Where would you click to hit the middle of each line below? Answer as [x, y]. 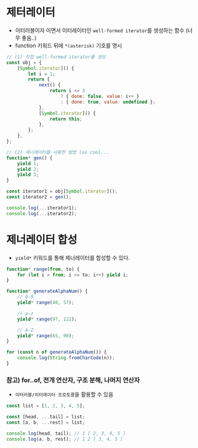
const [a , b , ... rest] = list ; [46, 422]
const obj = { [24, 62]
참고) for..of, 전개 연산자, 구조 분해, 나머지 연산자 [73, 380]
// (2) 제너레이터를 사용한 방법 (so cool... [58, 152]
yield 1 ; [28, 163]
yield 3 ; [28, 175]
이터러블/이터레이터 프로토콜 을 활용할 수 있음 [64, 395]
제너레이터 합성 [42, 239]
